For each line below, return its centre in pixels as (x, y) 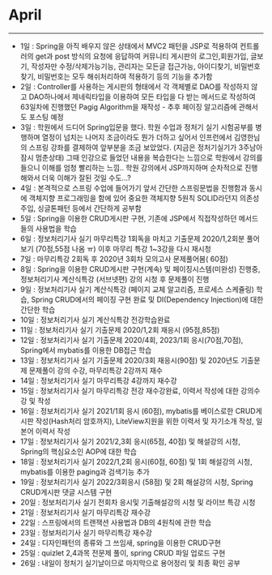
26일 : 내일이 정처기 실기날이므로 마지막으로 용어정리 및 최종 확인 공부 (130, 563)
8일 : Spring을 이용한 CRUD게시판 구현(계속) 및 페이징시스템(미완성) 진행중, (140, 268)
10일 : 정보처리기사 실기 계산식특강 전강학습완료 (95, 320)
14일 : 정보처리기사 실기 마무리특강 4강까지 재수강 (98, 380)
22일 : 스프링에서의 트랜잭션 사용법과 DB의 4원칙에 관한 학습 (116, 522)
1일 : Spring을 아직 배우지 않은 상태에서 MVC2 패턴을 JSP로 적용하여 (129, 45)
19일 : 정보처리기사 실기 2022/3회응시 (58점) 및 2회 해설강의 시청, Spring (136, 482)
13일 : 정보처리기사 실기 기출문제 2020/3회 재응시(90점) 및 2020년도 (130, 360)
